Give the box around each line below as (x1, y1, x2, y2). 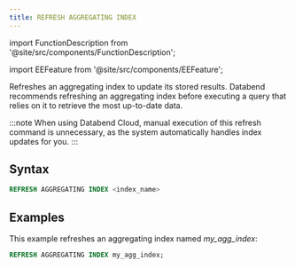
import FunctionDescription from (9, 37, 128, 48)
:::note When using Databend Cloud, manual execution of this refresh (9, 117, 261, 128)
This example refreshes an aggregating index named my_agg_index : (9, 233, 259, 244)
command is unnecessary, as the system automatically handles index (9, 126, 262, 138)
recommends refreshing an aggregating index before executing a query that (9, 91, 286, 101)
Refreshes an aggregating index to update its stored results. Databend (9, 81, 266, 91)
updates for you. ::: (9, 136, 78, 146)
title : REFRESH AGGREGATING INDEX (9, 12, 137, 22)
